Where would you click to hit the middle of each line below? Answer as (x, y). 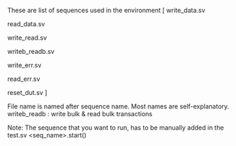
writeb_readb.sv (31, 51)
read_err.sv (24, 79)
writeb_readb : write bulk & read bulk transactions (80, 114)
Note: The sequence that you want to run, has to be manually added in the (116, 128)
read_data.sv (26, 24)
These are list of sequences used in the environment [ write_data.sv (106, 10)
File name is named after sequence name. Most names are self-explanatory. (118, 106)
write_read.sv (27, 38)
